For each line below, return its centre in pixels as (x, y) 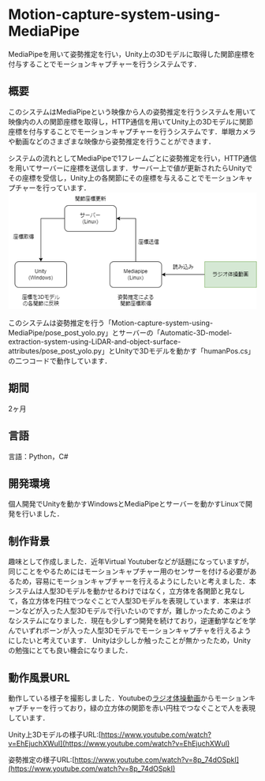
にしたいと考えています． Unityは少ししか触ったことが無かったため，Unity (129, 641)
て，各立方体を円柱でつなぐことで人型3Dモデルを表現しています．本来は (126, 601)
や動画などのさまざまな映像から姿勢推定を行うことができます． (112, 141)
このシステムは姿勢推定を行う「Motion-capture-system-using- (111, 323)
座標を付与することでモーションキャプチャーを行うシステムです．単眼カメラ (132, 131)
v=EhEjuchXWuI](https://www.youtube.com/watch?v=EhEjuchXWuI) (119, 743)
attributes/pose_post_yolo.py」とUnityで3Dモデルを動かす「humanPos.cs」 (131, 351)
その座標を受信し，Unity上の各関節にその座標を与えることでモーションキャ (131, 177)
